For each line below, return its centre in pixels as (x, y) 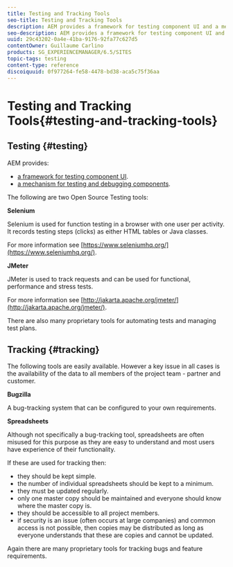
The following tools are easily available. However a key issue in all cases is (114, 366)
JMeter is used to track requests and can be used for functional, (99, 279)
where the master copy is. (54, 506)
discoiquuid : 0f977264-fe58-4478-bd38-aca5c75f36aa (83, 71)
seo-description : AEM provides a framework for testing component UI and (116, 33)
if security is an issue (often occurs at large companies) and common (116, 521)
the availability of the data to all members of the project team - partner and (114, 374)
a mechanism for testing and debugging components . (94, 184)
